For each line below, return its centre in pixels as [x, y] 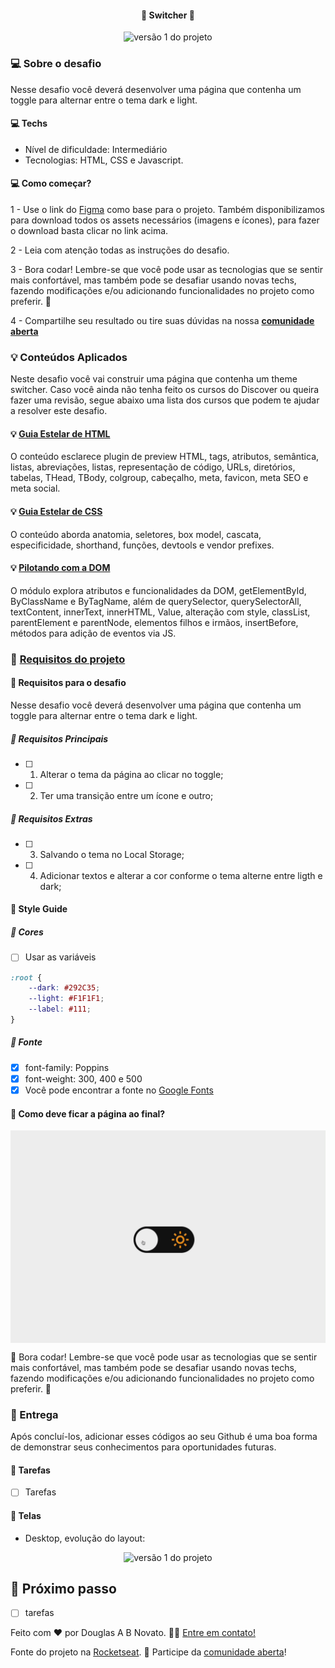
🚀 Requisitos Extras [51, 818]
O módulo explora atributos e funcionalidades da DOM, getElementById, [158, 590]
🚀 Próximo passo [63, 1589]
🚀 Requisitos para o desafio [68, 683]
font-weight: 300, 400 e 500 [83, 1078]
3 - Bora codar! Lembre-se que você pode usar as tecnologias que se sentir [167, 269]
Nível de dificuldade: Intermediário [96, 149]
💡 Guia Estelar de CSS [56, 511]
